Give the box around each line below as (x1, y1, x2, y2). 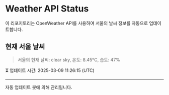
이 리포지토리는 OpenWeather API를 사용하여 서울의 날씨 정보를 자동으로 (5, 20, 148, 26)
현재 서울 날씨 (5, 42, 45, 51)
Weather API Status (5, 3, 89, 14)
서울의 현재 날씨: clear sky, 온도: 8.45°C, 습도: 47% (17, 56, 121, 62)
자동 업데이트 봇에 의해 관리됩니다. (5, 84, 72, 90)
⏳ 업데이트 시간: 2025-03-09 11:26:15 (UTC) (5, 67, 95, 73)
